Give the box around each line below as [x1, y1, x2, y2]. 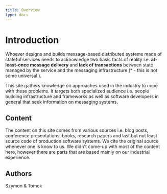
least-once [5, 62, 29, 68]
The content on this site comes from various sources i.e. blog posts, [5, 127, 149, 133]
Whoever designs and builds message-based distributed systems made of [5, 51, 162, 57]
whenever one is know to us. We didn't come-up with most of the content [5, 143, 160, 150]
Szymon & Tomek [5, 183, 42, 189]
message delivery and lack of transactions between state [30, 62, 154, 68]
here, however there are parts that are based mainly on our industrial [5, 149, 150, 155]
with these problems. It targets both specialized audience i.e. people [5, 88, 150, 94]
